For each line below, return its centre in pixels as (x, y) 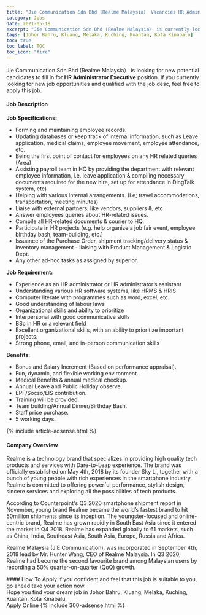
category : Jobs (26, 18)
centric (15, 523)
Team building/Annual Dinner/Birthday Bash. (71, 405)
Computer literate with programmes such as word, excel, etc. (92, 297)
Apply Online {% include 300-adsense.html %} (66, 605)
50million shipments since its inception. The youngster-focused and (92, 516)
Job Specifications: (32, 118)
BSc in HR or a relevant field (51, 323)
